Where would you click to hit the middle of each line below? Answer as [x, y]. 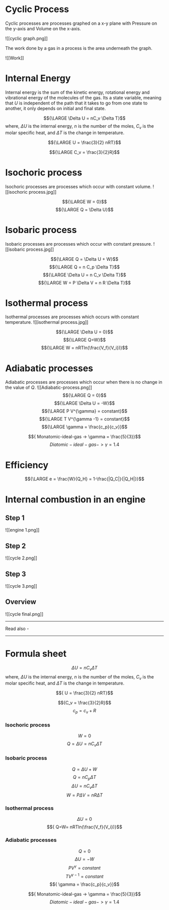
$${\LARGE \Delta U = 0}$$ [84, 332]
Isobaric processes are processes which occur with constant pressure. [79, 244]
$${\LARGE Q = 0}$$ [84, 395]
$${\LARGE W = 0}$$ [84, 202]
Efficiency [27, 465]
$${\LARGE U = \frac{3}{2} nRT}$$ [84, 142]
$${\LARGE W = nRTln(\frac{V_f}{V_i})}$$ [84, 348]
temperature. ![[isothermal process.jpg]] [47, 322]
